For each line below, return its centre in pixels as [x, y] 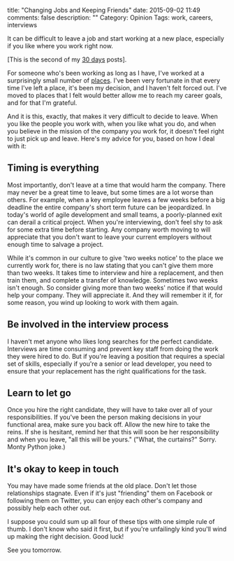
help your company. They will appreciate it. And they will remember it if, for [115, 295]
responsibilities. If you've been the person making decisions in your [104, 417]
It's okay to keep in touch [63, 469]
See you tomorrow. [35, 550]
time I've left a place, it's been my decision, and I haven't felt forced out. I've [117, 88]
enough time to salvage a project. [56, 244]
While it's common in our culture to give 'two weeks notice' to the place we [115, 257]
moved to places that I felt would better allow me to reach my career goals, [115, 95]
